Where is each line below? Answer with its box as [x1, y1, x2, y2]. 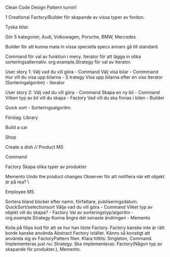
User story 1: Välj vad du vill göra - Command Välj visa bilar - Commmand [5, 69, 159, 75]
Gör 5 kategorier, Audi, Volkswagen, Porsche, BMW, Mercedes [5, 34, 136, 40]
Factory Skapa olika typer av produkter [5, 164, 87, 170]
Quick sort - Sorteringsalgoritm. [5, 105, 72, 111]
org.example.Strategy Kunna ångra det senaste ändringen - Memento [5, 215, 151, 220]
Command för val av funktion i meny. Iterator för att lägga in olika [5, 53, 141, 59]
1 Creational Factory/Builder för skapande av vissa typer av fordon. [5, 14, 145, 20]
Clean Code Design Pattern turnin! [5, 5, 77, 10]
